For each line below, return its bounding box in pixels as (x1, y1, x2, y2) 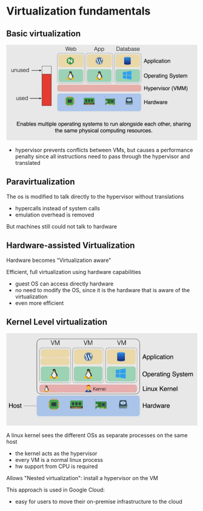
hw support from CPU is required (15, 463, 98, 470)
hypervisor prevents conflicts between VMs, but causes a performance (15, 147, 193, 153)
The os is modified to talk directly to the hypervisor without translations (6, 193, 184, 200)
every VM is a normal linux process (15, 456, 103, 463)
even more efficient (15, 299, 64, 307)
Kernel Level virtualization (6, 317, 108, 327)
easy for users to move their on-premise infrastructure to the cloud (15, 498, 183, 505)
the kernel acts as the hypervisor (15, 450, 98, 457)
